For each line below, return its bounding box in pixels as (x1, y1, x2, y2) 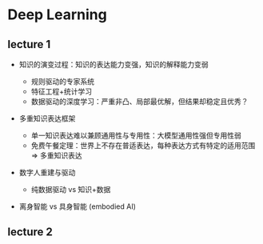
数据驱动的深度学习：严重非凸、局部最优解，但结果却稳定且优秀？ (30, 97, 249, 106)
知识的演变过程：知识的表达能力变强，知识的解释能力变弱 (18, 60, 209, 69)
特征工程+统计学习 (30, 86, 93, 96)
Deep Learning (7, 6, 107, 24)
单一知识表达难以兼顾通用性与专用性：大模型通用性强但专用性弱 (30, 130, 241, 140)
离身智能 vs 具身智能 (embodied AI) (18, 202, 137, 211)
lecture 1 (7, 38, 51, 51)
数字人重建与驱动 (18, 168, 76, 177)
